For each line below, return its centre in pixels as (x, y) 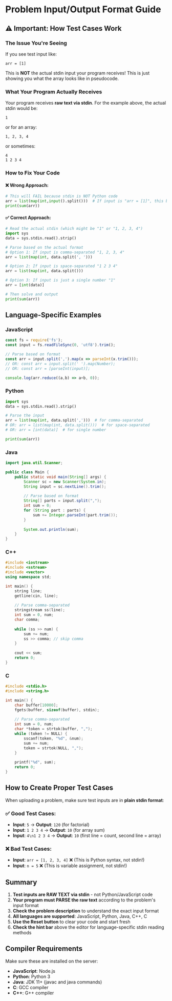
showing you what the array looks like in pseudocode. (62, 78)
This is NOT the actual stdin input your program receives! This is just (78, 73)
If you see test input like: (31, 54)
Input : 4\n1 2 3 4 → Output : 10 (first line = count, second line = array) (87, 835)
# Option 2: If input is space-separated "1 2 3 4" (61, 266)
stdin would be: (21, 108)
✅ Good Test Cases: (31, 813)
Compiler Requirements (44, 949)
